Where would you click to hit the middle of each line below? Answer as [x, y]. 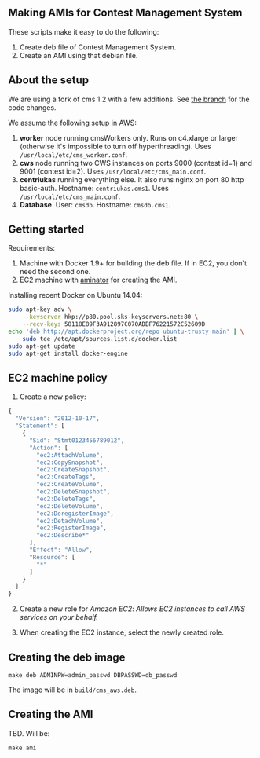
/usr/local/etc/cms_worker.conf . [73, 154]
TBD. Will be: [29, 733]
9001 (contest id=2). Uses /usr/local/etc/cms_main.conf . [113, 171]
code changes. [32, 107]
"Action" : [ [48, 448]
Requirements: [31, 248]
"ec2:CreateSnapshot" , [73, 470]
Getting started [46, 230]
